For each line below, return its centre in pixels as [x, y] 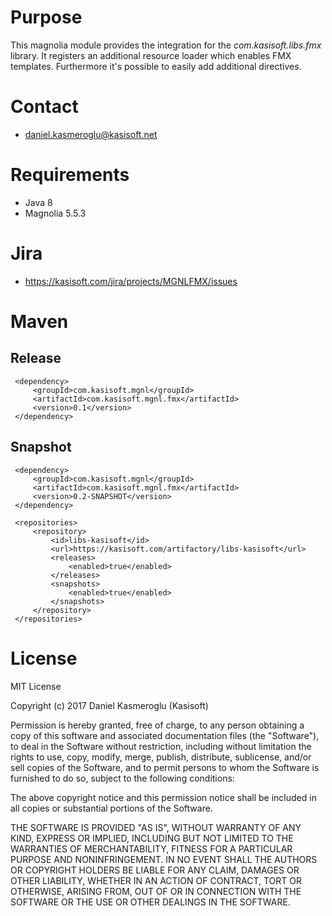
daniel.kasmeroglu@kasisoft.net [91, 134]
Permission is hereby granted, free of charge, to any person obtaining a [157, 725]
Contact [44, 107]
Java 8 [38, 202]
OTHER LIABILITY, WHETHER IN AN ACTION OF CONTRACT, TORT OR [156, 880]
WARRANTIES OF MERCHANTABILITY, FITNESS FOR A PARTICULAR [151, 848]
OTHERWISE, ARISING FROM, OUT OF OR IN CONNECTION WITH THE [156, 891]
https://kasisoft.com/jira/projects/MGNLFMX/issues [131, 281]
